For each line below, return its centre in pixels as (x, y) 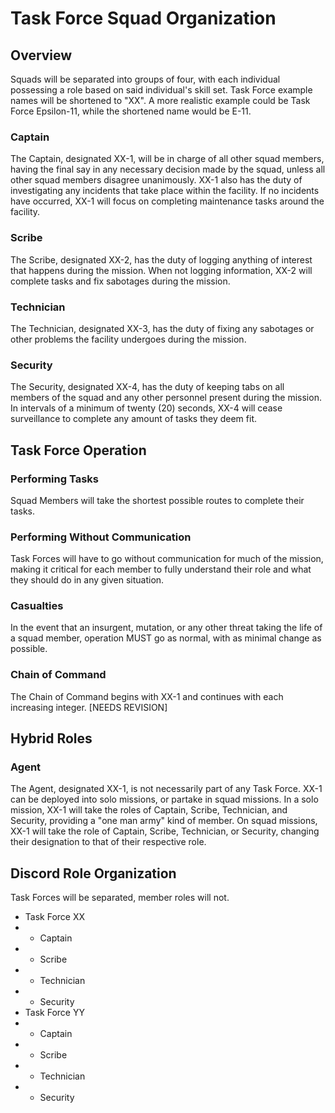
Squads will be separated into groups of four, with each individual (145, 79)
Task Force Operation (78, 450)
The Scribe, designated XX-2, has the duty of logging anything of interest (161, 259)
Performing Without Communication (101, 537)
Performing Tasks (54, 479)
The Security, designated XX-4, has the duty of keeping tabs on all (147, 387)
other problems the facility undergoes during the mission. (128, 339)
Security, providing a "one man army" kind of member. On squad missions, (164, 821)
